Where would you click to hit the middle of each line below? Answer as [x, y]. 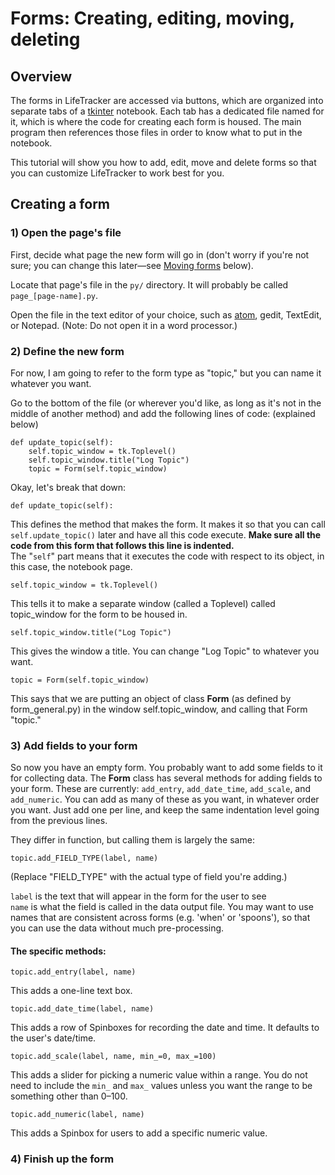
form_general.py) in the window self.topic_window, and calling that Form [159, 709]
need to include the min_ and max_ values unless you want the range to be [161, 1086]
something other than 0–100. [69, 1096]
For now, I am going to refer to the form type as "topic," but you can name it [166, 373]
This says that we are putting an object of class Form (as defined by [151, 698]
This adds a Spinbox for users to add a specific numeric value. [139, 1133]
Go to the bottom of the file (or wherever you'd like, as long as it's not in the [166, 403]
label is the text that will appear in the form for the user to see [138, 896]
